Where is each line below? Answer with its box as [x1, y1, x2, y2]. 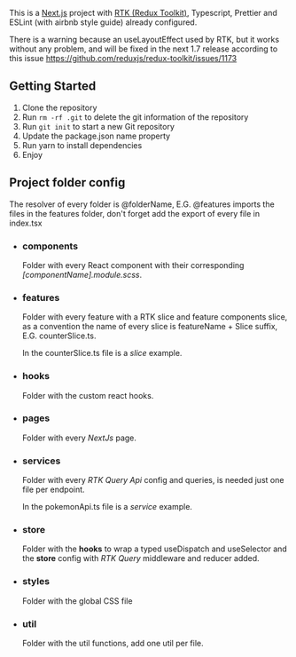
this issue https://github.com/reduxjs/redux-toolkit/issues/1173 [9, 53, 238, 63]
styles [21, 575, 51, 588]
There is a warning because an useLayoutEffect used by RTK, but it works [9, 35, 280, 44]
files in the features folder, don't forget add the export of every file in [9, 208, 260, 218]
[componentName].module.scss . [21, 269, 143, 280]
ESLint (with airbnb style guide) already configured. [9, 17, 198, 28]
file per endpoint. [21, 484, 86, 495]
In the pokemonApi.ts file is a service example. [21, 502, 193, 512]
